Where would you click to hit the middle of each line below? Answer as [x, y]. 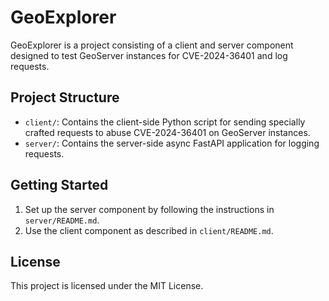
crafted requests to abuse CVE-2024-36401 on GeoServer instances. [167, 132]
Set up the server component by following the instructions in [149, 209]
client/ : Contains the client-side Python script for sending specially [165, 122]
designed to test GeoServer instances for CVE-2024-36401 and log [149, 55]
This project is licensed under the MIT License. [107, 286]
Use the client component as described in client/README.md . [149, 230]
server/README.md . [62, 220]
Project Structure [65, 97]
